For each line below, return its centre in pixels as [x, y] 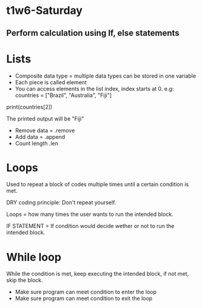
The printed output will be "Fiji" [45, 118]
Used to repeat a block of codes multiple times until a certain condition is [98, 184]
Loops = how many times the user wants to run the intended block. [90, 214]
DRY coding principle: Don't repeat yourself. [61, 203]
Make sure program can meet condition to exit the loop [84, 298]
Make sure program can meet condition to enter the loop [86, 292]
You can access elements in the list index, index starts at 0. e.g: [94, 89]
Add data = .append [40, 136]
